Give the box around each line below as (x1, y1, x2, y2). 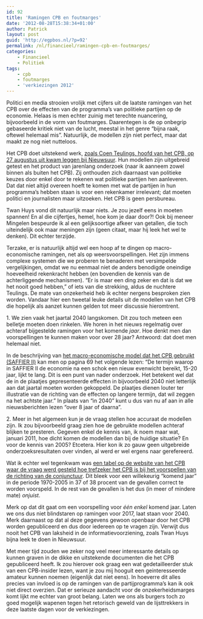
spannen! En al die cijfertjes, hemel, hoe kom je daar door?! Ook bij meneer (6, 213, 194, 220)
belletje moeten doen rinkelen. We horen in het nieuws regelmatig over (6, 320, 183, 328)
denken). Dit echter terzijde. (6, 232, 76, 240)
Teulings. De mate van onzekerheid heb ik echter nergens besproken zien (6, 289, 191, 297)
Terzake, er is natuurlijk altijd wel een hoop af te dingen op (6, 244, 153, 251)
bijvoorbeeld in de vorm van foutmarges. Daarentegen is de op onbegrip (6, 119, 187, 125)
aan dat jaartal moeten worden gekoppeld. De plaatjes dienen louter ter (6, 384, 184, 391)
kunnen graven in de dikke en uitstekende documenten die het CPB (6, 554, 175, 561)
